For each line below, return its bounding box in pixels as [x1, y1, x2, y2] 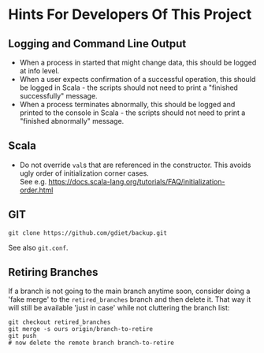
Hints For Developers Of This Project [8, 6, 252, 24]
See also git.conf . [8, 243, 69, 252]
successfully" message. [19, 91, 98, 100]
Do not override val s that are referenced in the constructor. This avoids [19, 160, 251, 169]
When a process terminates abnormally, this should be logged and [19, 100, 236, 109]
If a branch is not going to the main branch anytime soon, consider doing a [8, 286, 251, 296]
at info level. [19, 66, 60, 76]
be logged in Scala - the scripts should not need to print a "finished [19, 83, 239, 92]
